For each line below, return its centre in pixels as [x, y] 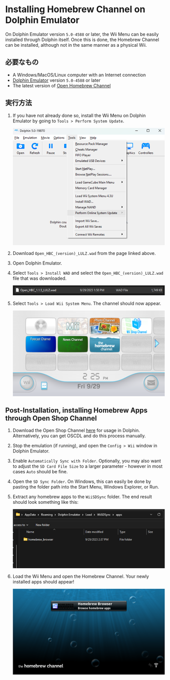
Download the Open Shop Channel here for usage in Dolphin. [76, 431]
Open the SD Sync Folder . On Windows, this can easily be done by [82, 481]
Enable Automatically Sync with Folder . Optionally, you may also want [87, 461]
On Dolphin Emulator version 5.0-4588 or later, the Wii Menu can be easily [82, 34]
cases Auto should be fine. [40, 472]
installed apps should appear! [43, 582]
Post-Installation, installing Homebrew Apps [76, 410]
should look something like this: [46, 502]
